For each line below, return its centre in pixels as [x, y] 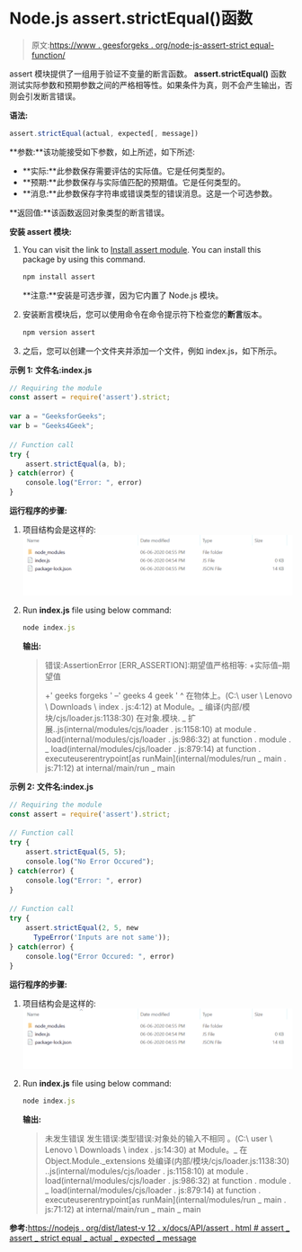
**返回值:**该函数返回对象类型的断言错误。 [89, 212]
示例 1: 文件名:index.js [51, 370]
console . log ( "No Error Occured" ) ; [90, 862]
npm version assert [59, 332]
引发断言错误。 [53, 96]
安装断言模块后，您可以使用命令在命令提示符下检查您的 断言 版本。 [144, 314]
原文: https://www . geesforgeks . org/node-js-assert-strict [140, 45]
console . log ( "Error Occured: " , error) [100, 956]
